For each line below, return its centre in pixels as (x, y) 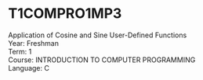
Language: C (29, 68)
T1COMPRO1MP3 (65, 14)
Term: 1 (20, 51)
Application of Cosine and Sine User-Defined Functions (98, 35)
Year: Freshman (33, 43)
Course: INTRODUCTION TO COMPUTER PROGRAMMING (102, 60)
